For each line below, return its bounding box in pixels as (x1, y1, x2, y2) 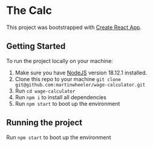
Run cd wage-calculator (15, 87, 76, 94)
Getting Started (6, 41, 66, 51)
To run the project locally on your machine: (6, 57, 113, 64)
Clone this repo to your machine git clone (15, 75, 121, 82)
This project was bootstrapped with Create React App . (6, 24, 142, 31)
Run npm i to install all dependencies (15, 93, 107, 100)
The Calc (6, 4, 53, 18)
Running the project (6, 117, 83, 128)
